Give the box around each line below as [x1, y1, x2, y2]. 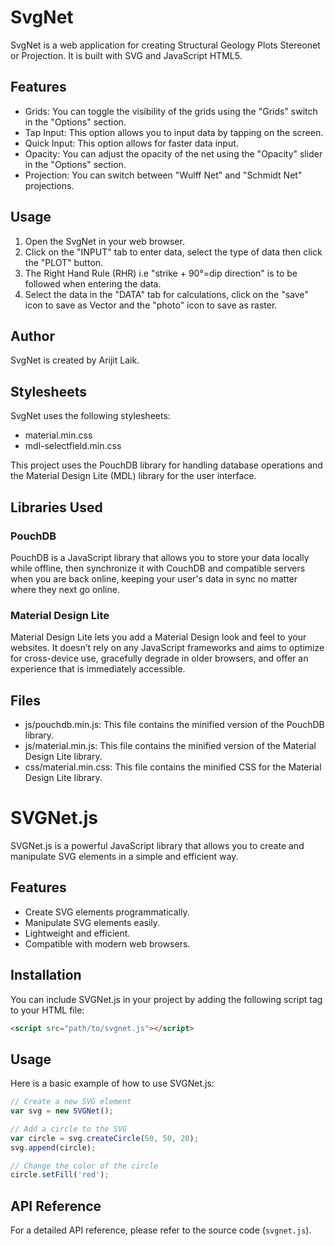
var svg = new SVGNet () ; [10, 1106, 114, 1116]
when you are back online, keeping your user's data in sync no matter [10, 572, 298, 585]
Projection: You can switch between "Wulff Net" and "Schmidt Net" [24, 169, 303, 181]
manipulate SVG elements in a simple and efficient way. [10, 850, 239, 862]
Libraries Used [10, 499, 103, 516]
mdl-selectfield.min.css [24, 440, 122, 452]
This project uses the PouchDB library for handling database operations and [10, 459, 323, 471]
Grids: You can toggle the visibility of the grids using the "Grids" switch [24, 105, 318, 117]
